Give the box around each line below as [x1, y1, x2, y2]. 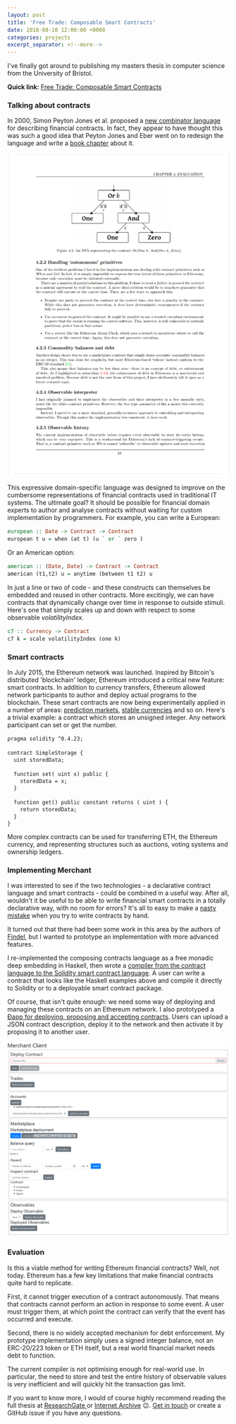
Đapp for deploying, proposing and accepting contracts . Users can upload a [7, 1012, 229, 1021]
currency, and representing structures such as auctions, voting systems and [7, 840, 228, 848]
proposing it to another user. [7, 1028, 90, 1036]
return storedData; [20, 806, 77, 813]
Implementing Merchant [7, 865, 92, 875]
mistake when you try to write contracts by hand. [7, 911, 150, 920]
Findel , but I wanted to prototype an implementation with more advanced [7, 932, 219, 941]
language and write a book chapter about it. [7, 139, 135, 148]
